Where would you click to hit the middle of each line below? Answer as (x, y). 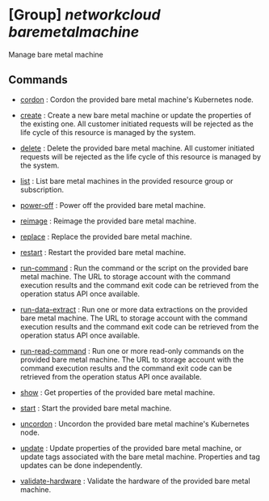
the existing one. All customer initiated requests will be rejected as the (137, 124)
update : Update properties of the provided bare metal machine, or (131, 448)
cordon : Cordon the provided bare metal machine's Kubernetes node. (137, 100)
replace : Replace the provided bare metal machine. (106, 236)
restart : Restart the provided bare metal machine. (103, 252)
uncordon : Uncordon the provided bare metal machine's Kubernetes (134, 423)
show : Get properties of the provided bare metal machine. (118, 392)
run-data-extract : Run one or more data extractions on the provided (134, 309)
